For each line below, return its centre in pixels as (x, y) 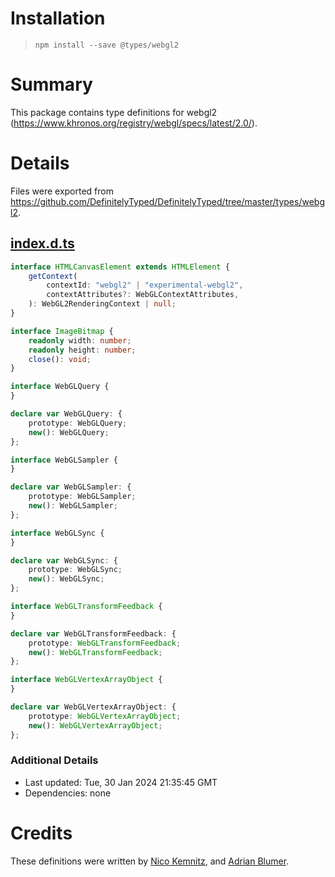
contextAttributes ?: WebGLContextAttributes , (143, 295)
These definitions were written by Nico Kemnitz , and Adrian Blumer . (150, 861)
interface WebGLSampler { (64, 460)
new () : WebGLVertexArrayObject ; (95, 725)
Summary (51, 84)
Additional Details (54, 760)
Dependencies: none (68, 793)
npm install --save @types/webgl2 (106, 45)
